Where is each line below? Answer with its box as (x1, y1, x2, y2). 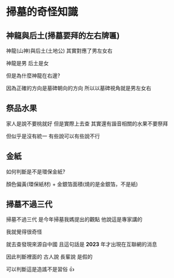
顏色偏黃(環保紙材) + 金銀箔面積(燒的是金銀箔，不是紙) (6, 180, 138, 188)
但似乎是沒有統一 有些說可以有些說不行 (6, 133, 100, 140)
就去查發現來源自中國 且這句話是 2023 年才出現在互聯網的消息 (6, 241, 157, 248)
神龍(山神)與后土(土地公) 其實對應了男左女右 (6, 48, 113, 54)
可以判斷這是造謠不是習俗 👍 (6, 266, 74, 273)
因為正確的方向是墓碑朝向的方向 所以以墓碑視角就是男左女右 (6, 84, 151, 91)
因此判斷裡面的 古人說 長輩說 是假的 (6, 253, 93, 260)
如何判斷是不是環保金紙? (6, 168, 66, 175)
